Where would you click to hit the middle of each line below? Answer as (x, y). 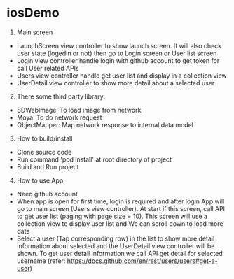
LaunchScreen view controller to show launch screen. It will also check (119, 45)
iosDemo (33, 13)
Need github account (47, 194)
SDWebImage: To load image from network (79, 110)
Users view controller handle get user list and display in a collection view (122, 76)
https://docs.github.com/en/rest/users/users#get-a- (142, 261)
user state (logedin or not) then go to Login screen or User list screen (117, 53)
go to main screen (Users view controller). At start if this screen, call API (121, 208)
